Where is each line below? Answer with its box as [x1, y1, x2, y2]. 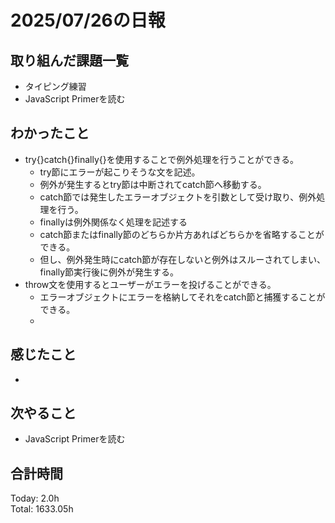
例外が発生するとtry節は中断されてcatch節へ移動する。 [39, 178, 267, 190]
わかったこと [10, 125, 90, 142]
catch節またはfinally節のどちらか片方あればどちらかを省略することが [39, 228, 325, 240]
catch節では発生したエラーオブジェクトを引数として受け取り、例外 [39, 191, 317, 203]
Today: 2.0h [10, 492, 60, 505]
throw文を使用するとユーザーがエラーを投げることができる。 [24, 278, 277, 290]
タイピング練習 [24, 81, 87, 92]
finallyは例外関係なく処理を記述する [39, 216, 188, 228]
